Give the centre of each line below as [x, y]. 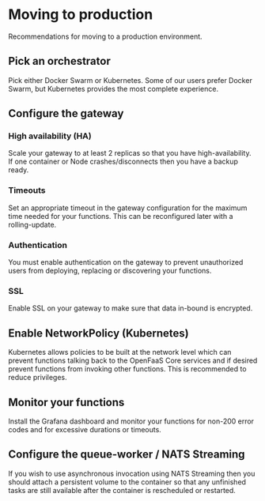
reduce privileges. [38, 378]
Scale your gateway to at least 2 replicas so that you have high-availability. [130, 153]
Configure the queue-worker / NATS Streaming [127, 455]
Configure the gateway [66, 113]
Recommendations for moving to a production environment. [106, 36]
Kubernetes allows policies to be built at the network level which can [120, 352]
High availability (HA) [50, 136]
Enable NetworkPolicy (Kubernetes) [98, 333]
